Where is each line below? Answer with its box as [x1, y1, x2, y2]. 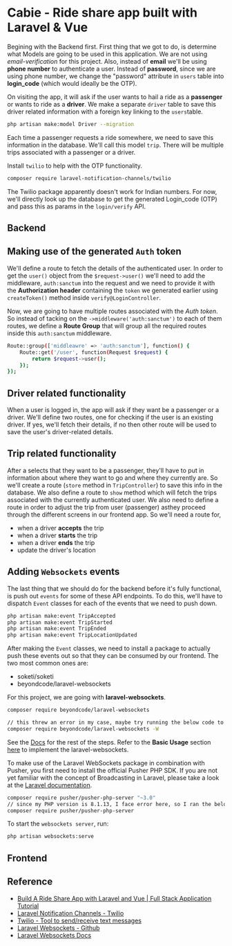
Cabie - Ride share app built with [7, 5, 198, 21]
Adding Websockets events [7, 566, 120, 578]
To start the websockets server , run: [7, 819, 109, 828]
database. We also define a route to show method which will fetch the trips [7, 488, 217, 497]
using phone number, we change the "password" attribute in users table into [7, 71, 224, 80]
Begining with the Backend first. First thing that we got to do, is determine [7, 42, 217, 51]
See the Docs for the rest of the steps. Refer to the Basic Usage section [7, 738, 211, 746]
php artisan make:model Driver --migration [7, 121, 135, 127]
